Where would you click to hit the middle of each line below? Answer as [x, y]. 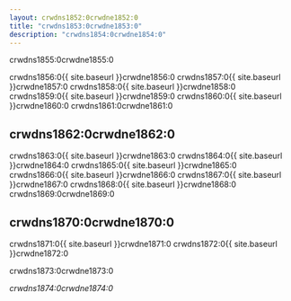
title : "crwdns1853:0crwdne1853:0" [76, 26]
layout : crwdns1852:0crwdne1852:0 [74, 18]
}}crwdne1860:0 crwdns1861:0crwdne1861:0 [91, 106]
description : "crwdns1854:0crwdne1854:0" [88, 34]
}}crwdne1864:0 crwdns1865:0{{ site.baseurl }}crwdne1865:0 [123, 165]
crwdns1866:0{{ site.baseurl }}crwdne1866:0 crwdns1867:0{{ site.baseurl [145, 175]
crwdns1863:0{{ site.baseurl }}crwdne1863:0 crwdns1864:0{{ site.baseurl [146, 156]
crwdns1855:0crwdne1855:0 [62, 60]
